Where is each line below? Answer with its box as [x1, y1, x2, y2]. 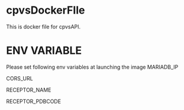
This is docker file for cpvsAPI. [6, 23, 81, 30]
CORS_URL [6, 75, 34, 82]
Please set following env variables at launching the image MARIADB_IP [6, 63, 179, 70]
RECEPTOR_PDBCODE [6, 98, 61, 105]
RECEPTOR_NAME [6, 86, 51, 93]
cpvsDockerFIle [6, 4, 85, 17]
